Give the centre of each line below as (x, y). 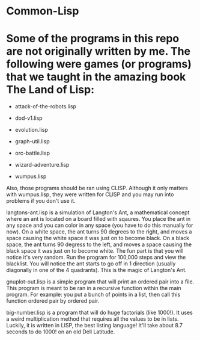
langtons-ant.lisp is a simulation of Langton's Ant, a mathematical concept (98, 212)
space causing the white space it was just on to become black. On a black (98, 238)
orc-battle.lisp (32, 153)
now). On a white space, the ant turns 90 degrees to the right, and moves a (99, 232)
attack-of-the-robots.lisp (46, 107)
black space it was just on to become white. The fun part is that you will (95, 251)
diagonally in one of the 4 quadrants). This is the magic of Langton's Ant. (97, 270)
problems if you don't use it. (41, 201)
